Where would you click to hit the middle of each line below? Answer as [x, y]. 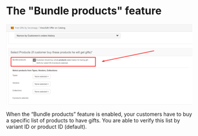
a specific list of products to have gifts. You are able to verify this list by [93, 121]
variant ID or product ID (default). [46, 127]
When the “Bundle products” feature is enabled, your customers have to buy [99, 114]
